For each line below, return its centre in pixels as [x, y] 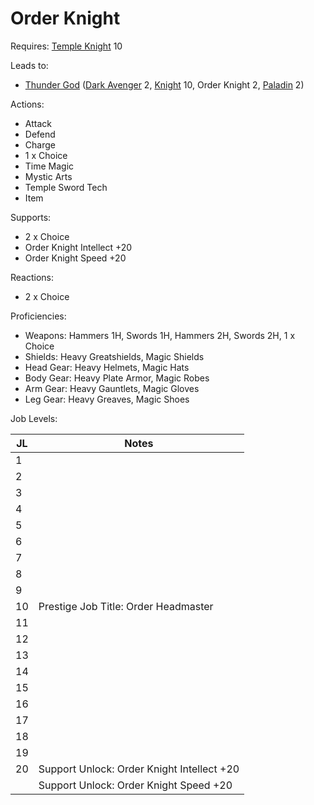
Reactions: [32, 277]
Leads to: [29, 65]
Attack [38, 123]
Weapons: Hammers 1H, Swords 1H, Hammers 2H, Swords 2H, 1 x [160, 335]
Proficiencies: [38, 316]
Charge [40, 144]
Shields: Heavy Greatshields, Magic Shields [114, 356]
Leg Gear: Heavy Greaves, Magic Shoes [107, 399]
